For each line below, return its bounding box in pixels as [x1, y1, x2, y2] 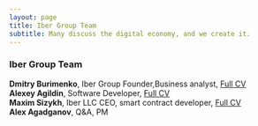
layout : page [9, 12, 57, 22]
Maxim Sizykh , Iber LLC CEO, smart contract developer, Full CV [9, 97, 241, 107]
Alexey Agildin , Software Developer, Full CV [9, 87, 171, 98]
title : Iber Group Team [9, 21, 97, 30]
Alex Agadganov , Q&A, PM [9, 107, 109, 117]
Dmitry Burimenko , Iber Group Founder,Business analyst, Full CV [9, 78, 247, 89]
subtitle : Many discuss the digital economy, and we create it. [9, 29, 251, 38]
